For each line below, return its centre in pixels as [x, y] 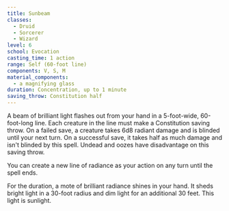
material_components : [38, 77]
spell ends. [23, 173]
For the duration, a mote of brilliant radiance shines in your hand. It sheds [110, 186]
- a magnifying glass [44, 84]
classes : [19, 20]
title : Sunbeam [29, 13]
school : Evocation [33, 52]
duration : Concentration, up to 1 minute [67, 90]
